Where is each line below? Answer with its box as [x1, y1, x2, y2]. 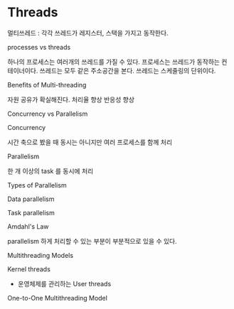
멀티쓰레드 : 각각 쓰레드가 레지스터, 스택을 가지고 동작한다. [7, 28, 169, 37]
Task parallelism [7, 208, 55, 217]
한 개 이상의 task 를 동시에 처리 [7, 166, 94, 175]
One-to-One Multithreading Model [7, 293, 108, 302]
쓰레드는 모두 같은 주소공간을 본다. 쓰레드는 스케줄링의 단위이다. [39, 66, 216, 75]
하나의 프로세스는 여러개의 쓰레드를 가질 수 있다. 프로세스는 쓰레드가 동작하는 [7, 58, 220, 66]
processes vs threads [7, 43, 71, 51]
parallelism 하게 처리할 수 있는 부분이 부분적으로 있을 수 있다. [7, 237, 178, 245]
